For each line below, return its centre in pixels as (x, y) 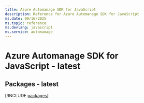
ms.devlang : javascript (29, 28)
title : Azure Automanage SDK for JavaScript (50, 9)
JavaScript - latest (43, 66)
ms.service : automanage (29, 32)
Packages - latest (32, 84)
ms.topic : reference (26, 23)
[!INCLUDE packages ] (27, 96)
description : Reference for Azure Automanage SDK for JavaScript (72, 14)
